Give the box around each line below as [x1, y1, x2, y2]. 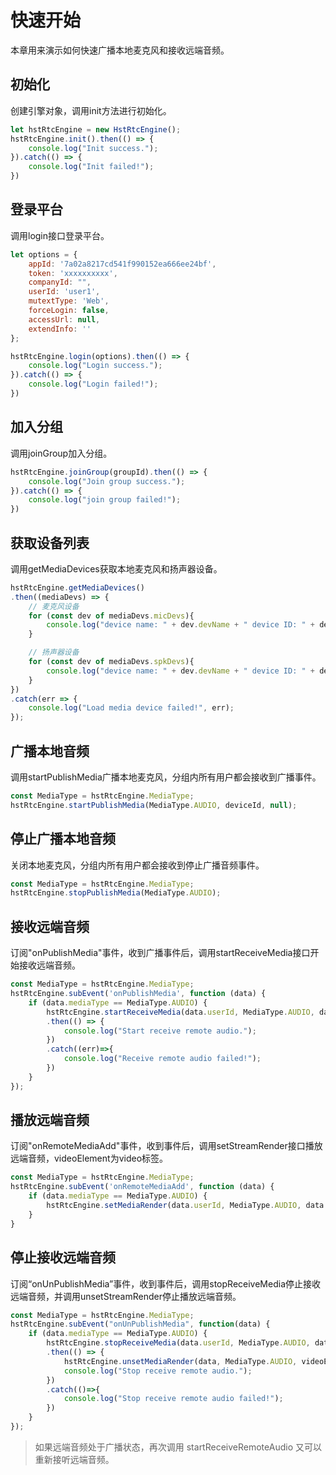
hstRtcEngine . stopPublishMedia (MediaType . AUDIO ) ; [10, 888, 222, 898]
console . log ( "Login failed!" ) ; [28, 379, 159, 390]
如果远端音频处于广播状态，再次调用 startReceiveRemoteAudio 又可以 [34, 1441, 322, 1453]
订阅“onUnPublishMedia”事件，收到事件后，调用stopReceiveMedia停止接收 [10, 1277, 321, 1290]
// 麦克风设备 [28, 601, 80, 611]
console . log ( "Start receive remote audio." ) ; [63, 1026, 257, 1036]
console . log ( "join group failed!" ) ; [28, 495, 182, 505]
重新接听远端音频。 [34, 1453, 115, 1465]
